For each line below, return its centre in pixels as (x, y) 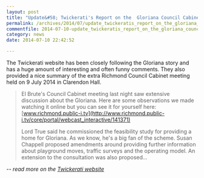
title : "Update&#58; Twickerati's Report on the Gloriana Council (93, 18)
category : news (25, 35)
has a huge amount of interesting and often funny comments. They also (96, 69)
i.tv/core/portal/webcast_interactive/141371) (76, 120)
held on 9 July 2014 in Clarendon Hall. (54, 82)
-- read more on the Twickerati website (55, 169)
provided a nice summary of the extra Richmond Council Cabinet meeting (98, 76)
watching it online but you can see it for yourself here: (89, 107)
